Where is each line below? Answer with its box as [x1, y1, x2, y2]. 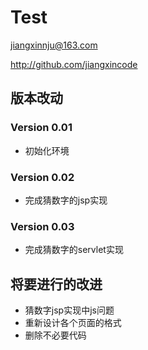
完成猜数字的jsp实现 [24, 194, 108, 206]
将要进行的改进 [10, 276, 103, 293]
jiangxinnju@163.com [10, 39, 98, 51]
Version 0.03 [10, 219, 75, 233]
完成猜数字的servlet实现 [24, 244, 124, 256]
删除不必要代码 [24, 329, 87, 341]
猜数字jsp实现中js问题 [24, 304, 115, 316]
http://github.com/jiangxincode [10, 58, 138, 70]
